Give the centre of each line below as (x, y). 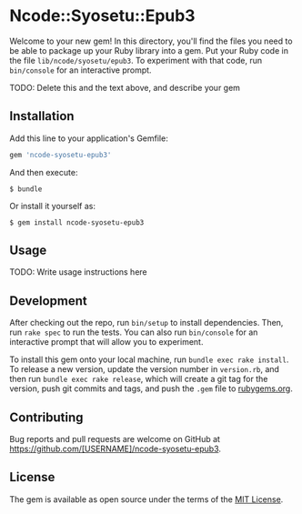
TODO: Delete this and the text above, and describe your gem (125, 87)
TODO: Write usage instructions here (78, 272)
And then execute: (44, 172)
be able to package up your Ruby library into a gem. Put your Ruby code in (149, 50)
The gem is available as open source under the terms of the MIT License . (146, 499)
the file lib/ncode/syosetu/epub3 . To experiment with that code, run (136, 60)
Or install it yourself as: (52, 206)
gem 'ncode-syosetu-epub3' (60, 155)
